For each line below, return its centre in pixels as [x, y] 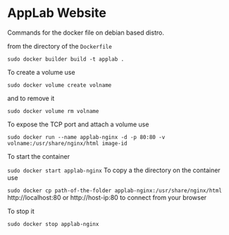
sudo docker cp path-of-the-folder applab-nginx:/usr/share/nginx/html [114, 191]
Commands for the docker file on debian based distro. [86, 32]
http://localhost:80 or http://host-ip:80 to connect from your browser [107, 197]
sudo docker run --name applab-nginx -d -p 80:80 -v [86, 137]
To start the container [39, 156]
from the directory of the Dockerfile [60, 46]
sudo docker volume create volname [60, 85]
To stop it [21, 211]
